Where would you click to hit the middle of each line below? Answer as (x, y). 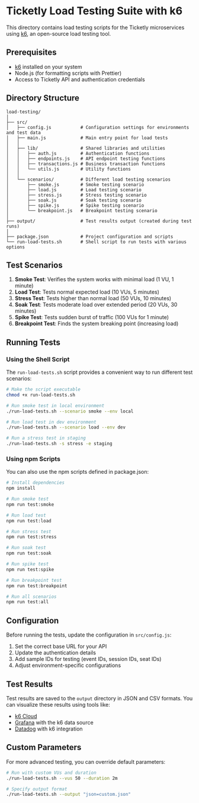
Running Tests (33, 342)
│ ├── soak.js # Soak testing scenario (74, 200)
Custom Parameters (44, 747)
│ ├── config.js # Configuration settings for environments (98, 127)
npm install (21, 489)
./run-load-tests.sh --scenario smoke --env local (70, 411)
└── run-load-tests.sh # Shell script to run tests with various (96, 242)
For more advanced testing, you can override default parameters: (86, 761)
